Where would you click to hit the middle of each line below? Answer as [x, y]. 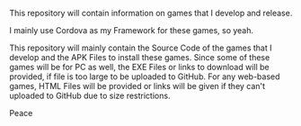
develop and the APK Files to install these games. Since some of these [140, 57]
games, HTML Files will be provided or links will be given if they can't [137, 86]
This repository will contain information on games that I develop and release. [151, 13]
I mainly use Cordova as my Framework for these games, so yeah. [132, 30]
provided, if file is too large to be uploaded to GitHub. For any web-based [145, 76]
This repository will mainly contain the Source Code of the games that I [141, 48]
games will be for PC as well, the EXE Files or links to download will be [139, 67]
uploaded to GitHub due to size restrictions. [90, 95]
